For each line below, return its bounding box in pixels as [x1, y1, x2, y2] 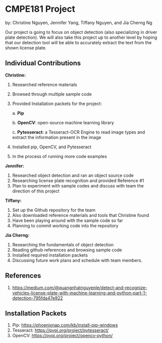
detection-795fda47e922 [12, 295, 63, 301]
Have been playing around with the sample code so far [12, 217, 123, 223]
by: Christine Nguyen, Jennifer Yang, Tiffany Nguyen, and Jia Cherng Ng [5, 20, 153, 26]
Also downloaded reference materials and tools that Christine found [12, 212, 150, 218]
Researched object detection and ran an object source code [12, 172, 134, 178]
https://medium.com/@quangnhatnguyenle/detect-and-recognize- [12, 285, 148, 290]
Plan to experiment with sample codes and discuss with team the [12, 183, 144, 188]
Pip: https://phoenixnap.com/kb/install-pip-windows [12, 322, 118, 328]
